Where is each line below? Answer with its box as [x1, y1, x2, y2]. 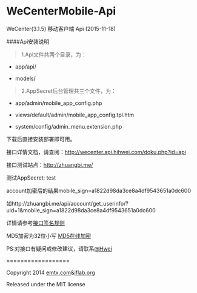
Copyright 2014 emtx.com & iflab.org [6, 269, 95, 276]
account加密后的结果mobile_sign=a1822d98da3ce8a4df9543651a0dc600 [6, 187, 192, 194]
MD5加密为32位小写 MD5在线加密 [6, 232, 92, 239]
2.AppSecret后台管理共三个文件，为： [21, 87, 117, 95]
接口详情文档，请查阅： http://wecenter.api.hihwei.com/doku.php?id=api [6, 148, 186, 155]
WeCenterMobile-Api [6, 4, 116, 18]
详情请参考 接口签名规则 [6, 219, 65, 226]
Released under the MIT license [6, 280, 86, 288]
